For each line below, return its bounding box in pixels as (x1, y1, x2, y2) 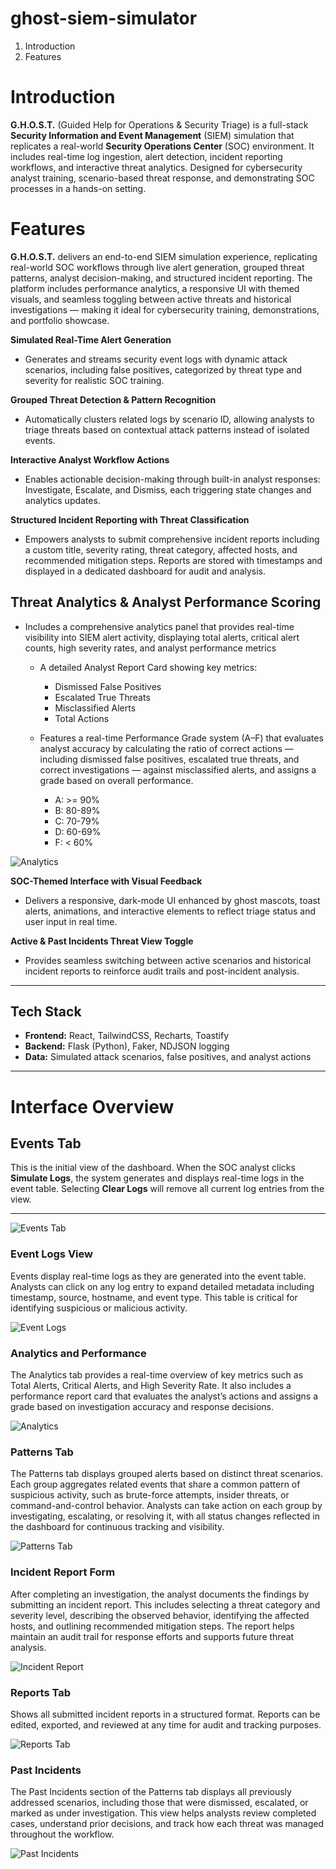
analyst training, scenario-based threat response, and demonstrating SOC (10, 172, 315, 184)
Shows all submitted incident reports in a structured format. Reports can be (10, 1708, 321, 1720)
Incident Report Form (10, 1565, 116, 1579)
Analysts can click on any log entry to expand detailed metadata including (10, 1280, 315, 1292)
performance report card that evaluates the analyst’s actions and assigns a (10, 1390, 319, 1402)
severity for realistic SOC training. (24, 374, 165, 386)
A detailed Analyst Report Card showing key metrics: (39, 661, 258, 673)
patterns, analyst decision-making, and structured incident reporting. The (10, 272, 313, 284)
